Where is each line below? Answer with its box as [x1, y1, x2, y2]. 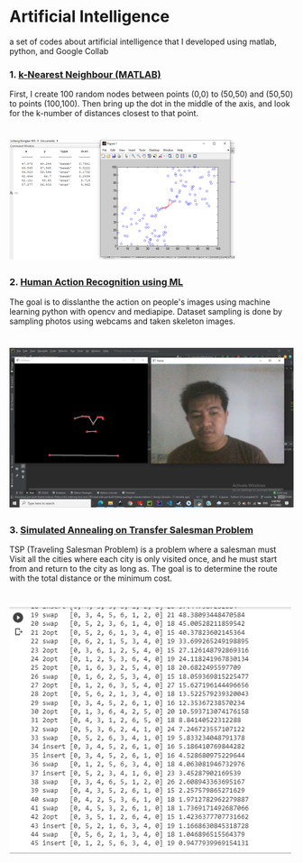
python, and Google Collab [9, 45, 109, 56]
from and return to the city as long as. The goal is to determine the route [9, 564, 278, 574]
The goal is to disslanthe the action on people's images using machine [9, 296, 271, 308]
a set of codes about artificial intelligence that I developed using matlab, [9, 36, 278, 47]
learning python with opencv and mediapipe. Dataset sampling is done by [9, 306, 282, 317]
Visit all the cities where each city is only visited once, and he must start [9, 554, 278, 565]
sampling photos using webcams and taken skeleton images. [9, 316, 236, 326]
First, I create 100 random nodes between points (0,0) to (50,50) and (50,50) [9, 88, 293, 100]
